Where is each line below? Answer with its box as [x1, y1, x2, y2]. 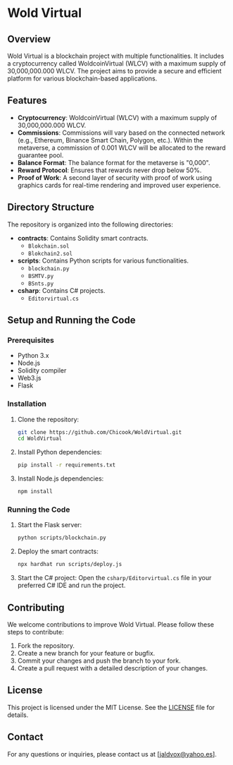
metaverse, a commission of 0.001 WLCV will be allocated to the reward [17, 143, 227, 152]
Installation [7, 399, 47, 409]
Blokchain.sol [27, 242, 70, 250]
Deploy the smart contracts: [17, 547, 99, 555]
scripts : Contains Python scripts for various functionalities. [17, 256, 189, 265]
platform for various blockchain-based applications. [7, 74, 158, 83]
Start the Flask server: [17, 521, 82, 529]
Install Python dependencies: [17, 448, 102, 457]
